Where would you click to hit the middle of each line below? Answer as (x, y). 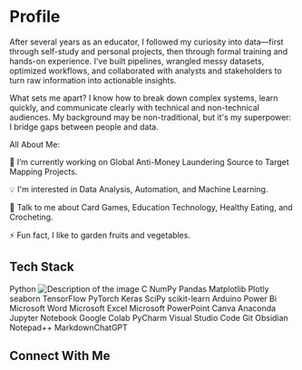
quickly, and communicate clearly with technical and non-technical (135, 107)
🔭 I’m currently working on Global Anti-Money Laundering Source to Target (150, 161)
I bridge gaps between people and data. (84, 127)
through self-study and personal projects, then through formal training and (149, 51)
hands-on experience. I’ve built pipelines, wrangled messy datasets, (137, 61)
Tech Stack (42, 267)
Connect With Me (60, 356)
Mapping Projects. (44, 171)
